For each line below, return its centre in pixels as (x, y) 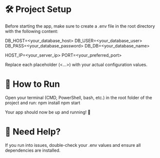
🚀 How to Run (33, 84)
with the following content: (32, 31)
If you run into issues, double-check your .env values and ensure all (73, 145)
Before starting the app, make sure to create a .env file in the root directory (80, 26)
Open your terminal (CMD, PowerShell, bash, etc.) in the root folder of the (79, 97)
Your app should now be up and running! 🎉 (48, 112)
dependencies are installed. (33, 150)
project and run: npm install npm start (43, 103)
